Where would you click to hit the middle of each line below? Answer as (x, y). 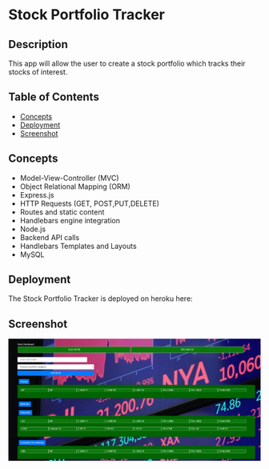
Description (38, 44)
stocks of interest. (38, 72)
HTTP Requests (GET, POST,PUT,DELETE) (90, 203)
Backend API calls (50, 237)
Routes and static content (62, 212)
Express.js (37, 194)
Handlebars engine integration (70, 220)
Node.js (33, 229)
